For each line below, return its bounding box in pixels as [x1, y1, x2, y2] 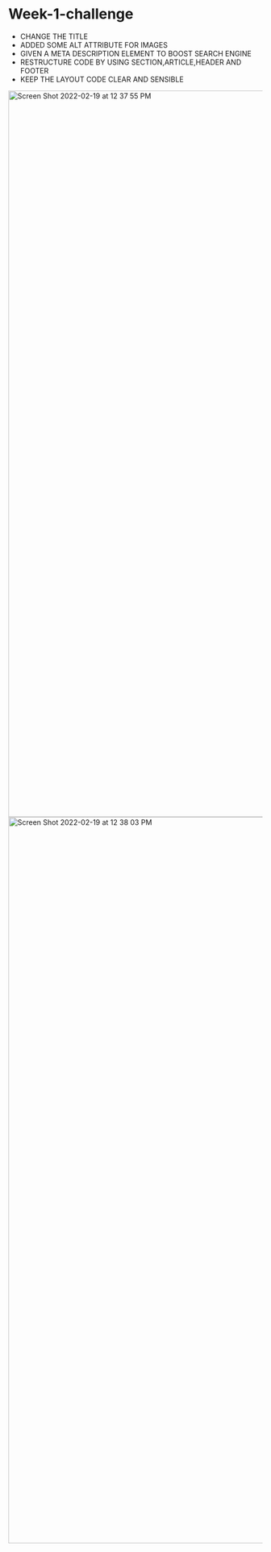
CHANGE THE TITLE [19, 31, 89, 41]
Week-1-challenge [8, 5, 134, 23]
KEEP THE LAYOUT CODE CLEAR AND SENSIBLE [19, 74, 184, 84]
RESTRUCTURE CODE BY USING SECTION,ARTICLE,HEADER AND [19, 57, 242, 67]
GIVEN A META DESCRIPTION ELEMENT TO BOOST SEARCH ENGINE [19, 48, 252, 58]
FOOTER [19, 65, 49, 75]
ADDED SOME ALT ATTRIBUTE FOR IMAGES [19, 40, 168, 49]
